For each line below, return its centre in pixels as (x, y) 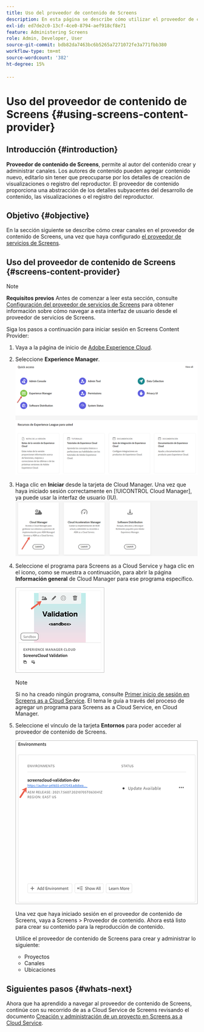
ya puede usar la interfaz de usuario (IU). (66, 497)
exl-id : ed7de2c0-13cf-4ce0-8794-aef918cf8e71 (66, 26)
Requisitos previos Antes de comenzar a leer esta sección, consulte (92, 298)
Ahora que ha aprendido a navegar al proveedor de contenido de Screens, (99, 1003)
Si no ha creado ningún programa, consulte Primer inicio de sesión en (102, 694)
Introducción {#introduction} (62, 150)
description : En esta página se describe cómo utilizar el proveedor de (100, 19)
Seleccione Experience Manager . (57, 359)
